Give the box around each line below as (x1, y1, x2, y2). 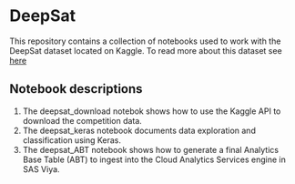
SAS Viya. (22, 163, 61, 174)
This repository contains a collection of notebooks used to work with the (9, 36, 281, 46)
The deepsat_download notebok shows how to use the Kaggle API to (22, 106, 281, 117)
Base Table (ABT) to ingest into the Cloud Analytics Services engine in (22, 154, 287, 165)
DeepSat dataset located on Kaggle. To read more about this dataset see (9, 45, 282, 56)
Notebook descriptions (9, 81, 143, 97)
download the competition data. (22, 115, 143, 126)
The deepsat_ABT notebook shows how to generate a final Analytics (22, 144, 280, 155)
